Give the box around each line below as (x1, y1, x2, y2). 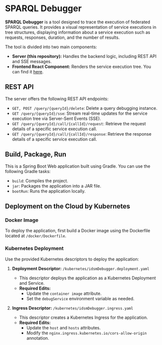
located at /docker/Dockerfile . (5, 233, 67, 239)
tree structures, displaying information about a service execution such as (5, 29, 150, 35)
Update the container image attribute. (26, 290, 102, 296)
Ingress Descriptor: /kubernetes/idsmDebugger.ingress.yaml (12, 305, 133, 311)
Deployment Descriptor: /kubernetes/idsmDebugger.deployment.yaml (12, 265, 150, 271)
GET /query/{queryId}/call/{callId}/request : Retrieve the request (12, 121, 146, 126)
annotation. (26, 335, 49, 341)
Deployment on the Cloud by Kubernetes (5, 202, 131, 210)
